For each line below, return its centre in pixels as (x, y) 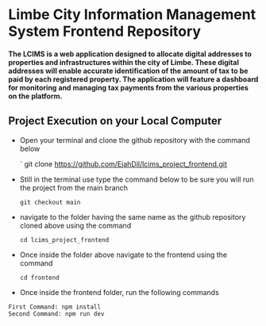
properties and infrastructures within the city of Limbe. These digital (124, 62)
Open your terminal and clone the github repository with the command (135, 140)
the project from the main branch (74, 187)
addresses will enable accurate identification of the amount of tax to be (128, 71)
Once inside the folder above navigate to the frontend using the (123, 255)
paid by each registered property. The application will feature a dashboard (133, 79)
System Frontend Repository (104, 31)
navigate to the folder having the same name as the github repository (133, 217)
